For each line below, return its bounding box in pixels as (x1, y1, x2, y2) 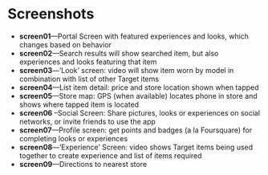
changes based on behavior (18, 39, 112, 49)
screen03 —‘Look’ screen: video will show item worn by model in (18, 65, 234, 75)
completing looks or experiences (18, 133, 128, 143)
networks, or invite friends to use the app (18, 116, 156, 126)
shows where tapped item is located (18, 100, 140, 109)
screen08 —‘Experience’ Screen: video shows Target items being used (18, 142, 254, 152)
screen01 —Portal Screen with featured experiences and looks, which (18, 31, 250, 41)
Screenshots (7, 5, 95, 23)
